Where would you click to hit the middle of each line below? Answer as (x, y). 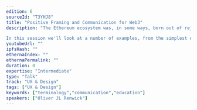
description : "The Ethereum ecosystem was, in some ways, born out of (94, 28)
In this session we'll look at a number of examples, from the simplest (97, 39)
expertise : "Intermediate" (39, 71)
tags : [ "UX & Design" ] (34, 87)
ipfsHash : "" (22, 49)
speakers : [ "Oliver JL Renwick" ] (47, 98)
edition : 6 (19, 11)
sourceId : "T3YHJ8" (30, 17)
